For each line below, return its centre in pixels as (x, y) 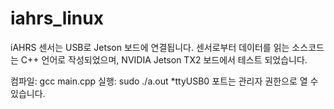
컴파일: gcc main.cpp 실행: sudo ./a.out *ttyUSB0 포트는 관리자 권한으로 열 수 (164, 81)
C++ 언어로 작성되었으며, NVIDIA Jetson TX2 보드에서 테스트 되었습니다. (164, 59)
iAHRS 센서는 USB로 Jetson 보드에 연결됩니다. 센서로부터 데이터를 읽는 (150, 47)
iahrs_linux (57, 18)
